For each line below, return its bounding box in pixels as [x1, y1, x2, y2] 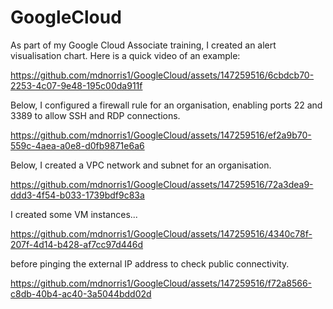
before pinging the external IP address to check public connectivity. [10, 257, 290, 270]
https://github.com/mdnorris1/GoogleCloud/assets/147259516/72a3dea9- [10, 178, 314, 190]
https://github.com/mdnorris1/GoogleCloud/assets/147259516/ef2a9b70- [10, 129, 312, 141]
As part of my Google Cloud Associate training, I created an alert [10, 39, 277, 51]
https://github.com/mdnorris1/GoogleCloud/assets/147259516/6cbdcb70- [10, 69, 315, 81]
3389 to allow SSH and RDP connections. [10, 109, 181, 121]
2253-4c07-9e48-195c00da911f [10, 79, 143, 91]
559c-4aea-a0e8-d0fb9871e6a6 [10, 139, 145, 151]
